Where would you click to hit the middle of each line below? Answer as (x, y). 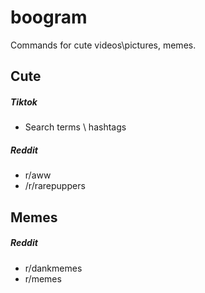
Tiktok (24, 102)
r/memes (43, 278)
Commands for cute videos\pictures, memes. (103, 45)
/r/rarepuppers (55, 186)
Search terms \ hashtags (75, 127)
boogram (49, 17)
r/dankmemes (53, 268)
